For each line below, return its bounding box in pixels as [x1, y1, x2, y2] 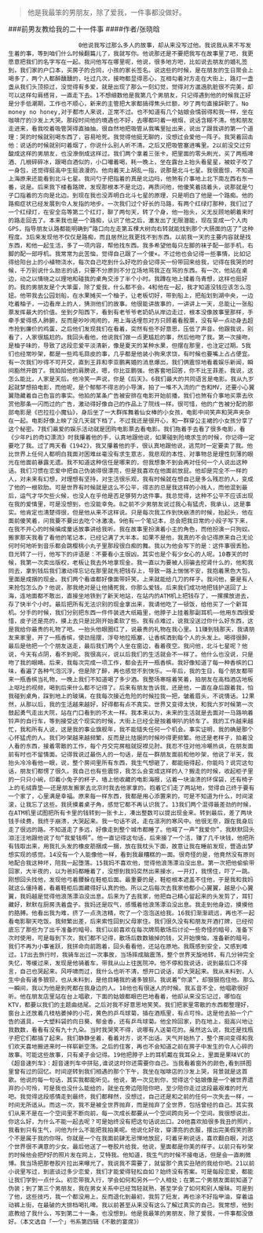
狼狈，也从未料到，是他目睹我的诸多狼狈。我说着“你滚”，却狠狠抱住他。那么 [42, 976, 255, 984]
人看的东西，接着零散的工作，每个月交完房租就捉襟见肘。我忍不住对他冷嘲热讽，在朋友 [8, 742, 248, 750]
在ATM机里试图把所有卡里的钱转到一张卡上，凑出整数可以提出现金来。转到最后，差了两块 [8, 809, 253, 817]
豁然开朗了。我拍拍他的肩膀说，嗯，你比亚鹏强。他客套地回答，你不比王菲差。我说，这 [13, 367, 254, 375]
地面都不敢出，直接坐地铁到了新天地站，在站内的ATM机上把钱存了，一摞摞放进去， [25, 592, 253, 600]
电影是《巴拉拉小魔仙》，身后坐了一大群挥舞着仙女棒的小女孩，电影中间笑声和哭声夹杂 [13, 408, 251, 416]
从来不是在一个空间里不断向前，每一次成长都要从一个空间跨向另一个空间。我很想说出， [13, 1110, 254, 1118]
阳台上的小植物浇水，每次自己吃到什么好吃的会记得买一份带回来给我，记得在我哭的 [19, 258, 248, 266]
